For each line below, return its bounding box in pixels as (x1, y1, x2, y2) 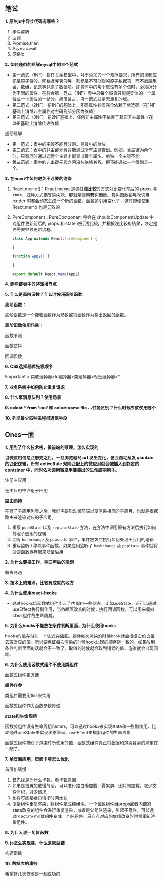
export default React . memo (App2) (12, 272, 80, 277)
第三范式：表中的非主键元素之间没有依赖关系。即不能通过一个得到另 (12, 159, 148, 165)
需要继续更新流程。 (16, 226, 55, 232)
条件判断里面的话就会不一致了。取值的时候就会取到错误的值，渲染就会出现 (5, 645, 154, 651)
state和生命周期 (5, 713, 37, 719)
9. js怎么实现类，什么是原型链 (5, 840, 65, 846)
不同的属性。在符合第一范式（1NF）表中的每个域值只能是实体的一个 (16, 90, 152, 96)
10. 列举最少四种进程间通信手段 (5, 415, 67, 421)
